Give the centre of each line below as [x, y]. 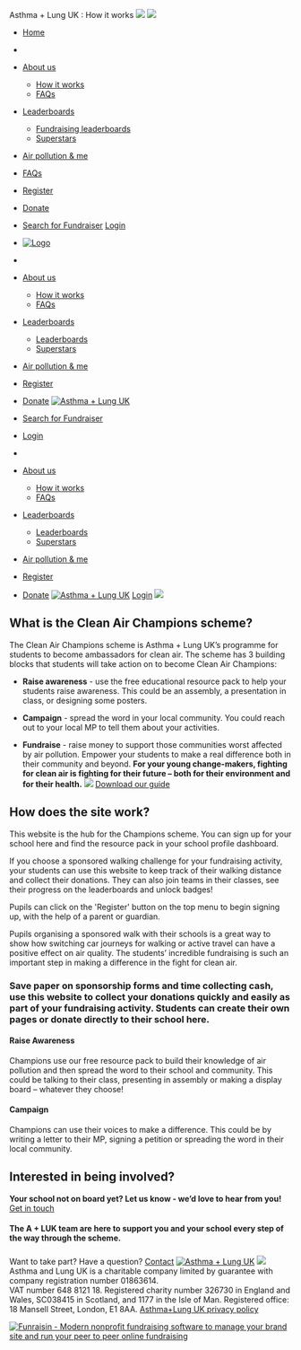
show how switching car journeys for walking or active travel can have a [142, 943]
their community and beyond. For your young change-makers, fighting [155, 764]
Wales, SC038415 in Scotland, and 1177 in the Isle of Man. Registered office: [149, 1300]
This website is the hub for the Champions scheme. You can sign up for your [150, 834]
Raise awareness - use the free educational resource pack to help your [154, 681]
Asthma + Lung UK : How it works [72, 15]
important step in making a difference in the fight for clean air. [123, 962]
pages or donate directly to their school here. [110, 1019]
